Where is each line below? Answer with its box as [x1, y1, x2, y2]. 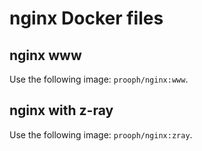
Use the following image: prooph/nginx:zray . [9, 128, 193, 141]
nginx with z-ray [9, 102, 114, 119]
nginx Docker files [9, 7, 164, 30]
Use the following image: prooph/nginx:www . [9, 73, 189, 85]
